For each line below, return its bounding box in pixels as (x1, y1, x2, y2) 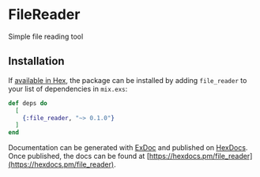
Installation (8, 55, 65, 68)
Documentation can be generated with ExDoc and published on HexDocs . (8, 143, 248, 153)
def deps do (8, 99, 47, 107)
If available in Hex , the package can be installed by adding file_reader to (8, 75, 247, 85)
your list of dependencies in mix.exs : (8, 84, 128, 93)
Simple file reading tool (8, 32, 84, 41)
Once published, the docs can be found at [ (8, 152, 150, 161)
